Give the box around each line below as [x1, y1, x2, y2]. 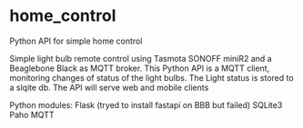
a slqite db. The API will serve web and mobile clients [9, 82, 209, 93]
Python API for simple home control [9, 35, 143, 46]
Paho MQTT [9, 109, 55, 120]
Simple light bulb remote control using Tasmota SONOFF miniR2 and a [9, 53, 272, 64]
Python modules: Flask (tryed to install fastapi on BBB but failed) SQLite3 [9, 99, 283, 110]
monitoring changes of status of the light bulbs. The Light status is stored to [9, 72, 294, 83]
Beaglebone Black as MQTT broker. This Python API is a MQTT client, [9, 63, 270, 74]
